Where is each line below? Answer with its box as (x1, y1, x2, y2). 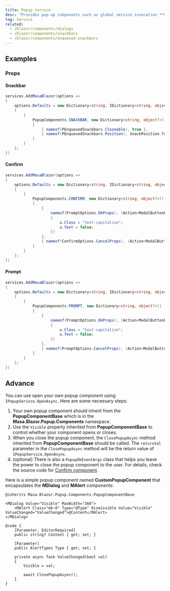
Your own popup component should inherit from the (12, 408, 121, 414)
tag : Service (5, 17, 33, 22)
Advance (5, 379, 34, 388)
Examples (5, 54, 37, 64)
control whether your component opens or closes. (12, 429, 117, 436)
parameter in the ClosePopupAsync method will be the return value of (12, 446, 154, 452)
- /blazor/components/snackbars (10, 31, 78, 36)
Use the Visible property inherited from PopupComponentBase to (12, 424, 153, 430)
